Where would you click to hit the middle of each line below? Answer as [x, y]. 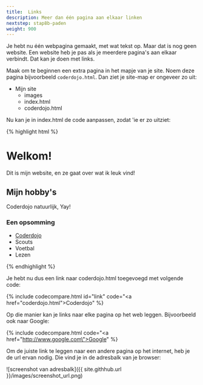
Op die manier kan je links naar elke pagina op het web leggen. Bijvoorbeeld [101, 315]
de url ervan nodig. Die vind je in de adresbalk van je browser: [84, 358]
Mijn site [25, 89]
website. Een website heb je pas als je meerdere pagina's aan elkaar [92, 53]
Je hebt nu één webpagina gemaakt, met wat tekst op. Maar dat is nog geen [101, 46]
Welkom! [29, 156]
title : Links [24, 12]
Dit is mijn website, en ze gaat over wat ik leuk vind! [71, 173]
